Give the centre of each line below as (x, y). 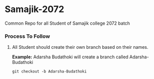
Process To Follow (27, 36)
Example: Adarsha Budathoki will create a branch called (70, 57)
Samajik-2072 (34, 9)
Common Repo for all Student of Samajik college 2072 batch (67, 23)
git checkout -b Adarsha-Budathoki (49, 71)
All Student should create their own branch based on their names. (80, 47)
